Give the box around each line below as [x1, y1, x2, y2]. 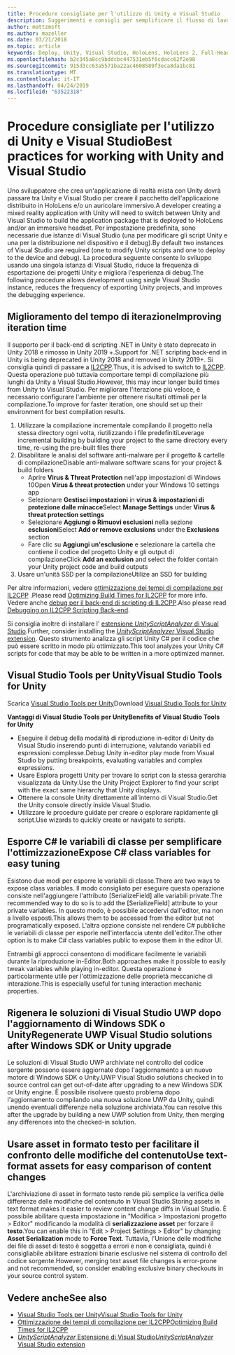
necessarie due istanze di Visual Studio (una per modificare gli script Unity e [7, 231, 228, 240]
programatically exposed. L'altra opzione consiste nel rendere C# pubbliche [7, 921, 226, 929]
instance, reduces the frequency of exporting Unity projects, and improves [7, 283, 222, 291]
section [27, 532, 50, 541]
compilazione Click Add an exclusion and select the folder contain [27, 555, 218, 563]
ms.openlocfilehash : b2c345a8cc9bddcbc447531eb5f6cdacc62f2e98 [7, 56, 196, 63]
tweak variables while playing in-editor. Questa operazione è [7, 964, 182, 972]
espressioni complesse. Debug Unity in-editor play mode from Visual [17, 748, 215, 757]
